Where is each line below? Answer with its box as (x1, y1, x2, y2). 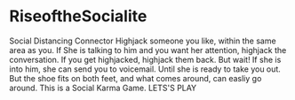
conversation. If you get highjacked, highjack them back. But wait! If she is (9, 54, 282, 65)
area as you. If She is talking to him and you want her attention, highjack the (9, 44, 287, 55)
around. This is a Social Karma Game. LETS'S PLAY (9, 82, 197, 93)
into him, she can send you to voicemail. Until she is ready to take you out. (9, 64, 282, 74)
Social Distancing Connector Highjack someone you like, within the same (9, 35, 277, 46)
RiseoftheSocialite (9, 6, 147, 27)
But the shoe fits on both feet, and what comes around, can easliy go (9, 73, 262, 83)
